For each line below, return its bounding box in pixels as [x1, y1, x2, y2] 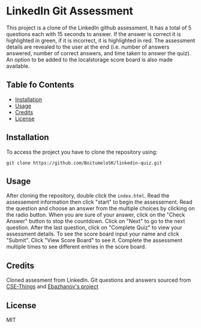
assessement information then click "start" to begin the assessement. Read [6, 198, 193, 205]
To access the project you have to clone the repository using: [6, 148, 158, 156]
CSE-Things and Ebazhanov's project [6, 283, 99, 290]
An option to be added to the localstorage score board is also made [6, 56, 173, 63]
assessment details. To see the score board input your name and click [6, 230, 179, 238]
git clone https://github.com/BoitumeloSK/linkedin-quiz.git [6, 160, 163, 166]
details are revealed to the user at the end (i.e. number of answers [6, 43, 170, 50]
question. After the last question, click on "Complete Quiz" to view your [6, 224, 182, 231]
